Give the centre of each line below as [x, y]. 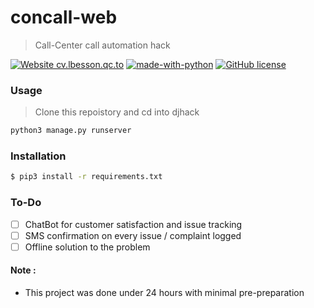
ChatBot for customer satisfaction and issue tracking [133, 224]
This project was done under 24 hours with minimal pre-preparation [164, 292]
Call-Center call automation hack [102, 45]
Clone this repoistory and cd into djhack [117, 112]
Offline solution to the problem [87, 247]
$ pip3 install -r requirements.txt [86, 177]
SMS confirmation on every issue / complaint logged [133, 235]
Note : [23, 270]
